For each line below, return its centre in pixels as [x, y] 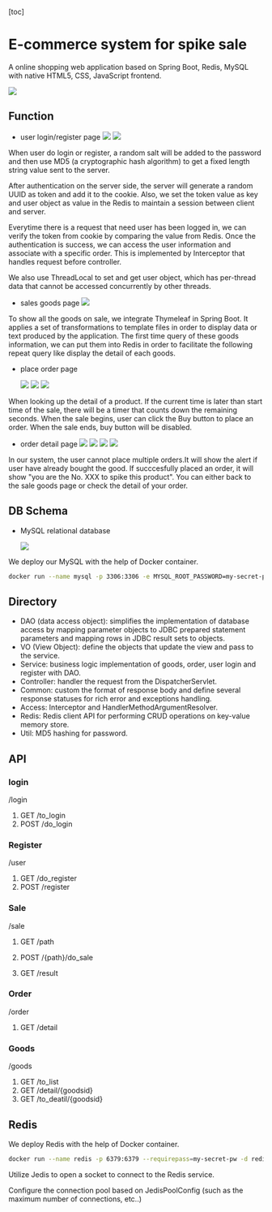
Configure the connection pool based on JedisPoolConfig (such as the [126, 1190]
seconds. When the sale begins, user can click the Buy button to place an [131, 418]
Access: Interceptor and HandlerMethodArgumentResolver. [119, 707]
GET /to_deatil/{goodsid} [62, 1099]
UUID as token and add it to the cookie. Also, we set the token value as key [134, 194]
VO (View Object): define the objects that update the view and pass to [136, 647]
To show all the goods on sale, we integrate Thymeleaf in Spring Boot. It [128, 318]
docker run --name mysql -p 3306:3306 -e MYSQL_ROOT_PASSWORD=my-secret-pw [139, 576]
